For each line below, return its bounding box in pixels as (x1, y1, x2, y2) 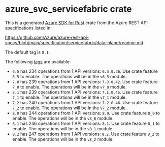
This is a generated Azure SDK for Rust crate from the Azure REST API (5, 20, 148, 26)
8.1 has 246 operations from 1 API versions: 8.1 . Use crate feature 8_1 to (12, 120, 160, 126)
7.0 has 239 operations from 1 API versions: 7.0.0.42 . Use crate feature (12, 79, 158, 85)
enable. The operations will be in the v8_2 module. (12, 136, 114, 142)
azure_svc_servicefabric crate (5, 3, 132, 15)
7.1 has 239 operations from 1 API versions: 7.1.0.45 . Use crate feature (12, 89, 158, 95)
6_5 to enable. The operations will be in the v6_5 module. (12, 73, 127, 79)
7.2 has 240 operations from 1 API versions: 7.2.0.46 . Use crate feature (12, 99, 158, 105)
